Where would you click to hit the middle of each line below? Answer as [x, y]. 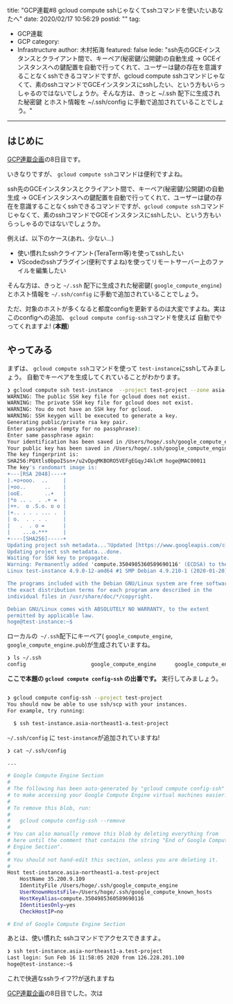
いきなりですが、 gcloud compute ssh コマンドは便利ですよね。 [97, 174]
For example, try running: [46, 711]
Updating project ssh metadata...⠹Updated [70, 545]
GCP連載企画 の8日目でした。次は [55, 993]
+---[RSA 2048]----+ [37, 474]
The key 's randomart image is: [52, 468]
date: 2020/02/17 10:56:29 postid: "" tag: [82, 19]
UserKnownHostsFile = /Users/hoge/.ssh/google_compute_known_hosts [116, 892]
